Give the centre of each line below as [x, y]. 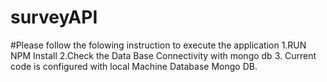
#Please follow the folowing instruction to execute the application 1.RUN [158, 45]
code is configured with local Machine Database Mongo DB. [134, 66]
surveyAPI [54, 17]
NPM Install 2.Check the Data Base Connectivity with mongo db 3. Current [163, 55]
